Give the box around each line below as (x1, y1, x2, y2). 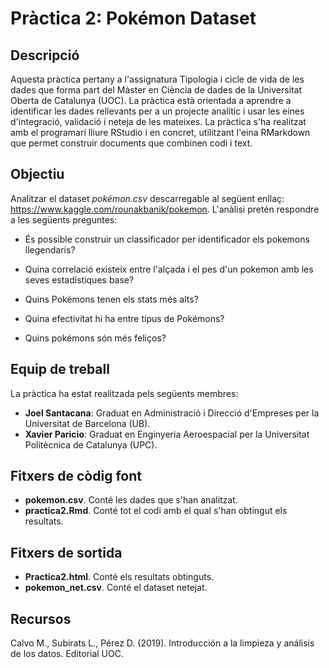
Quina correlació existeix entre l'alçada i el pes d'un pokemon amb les (24, 263, 314, 275)
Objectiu (10, 166, 65, 183)
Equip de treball (10, 361, 110, 378)
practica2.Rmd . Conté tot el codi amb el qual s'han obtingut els (24, 505, 288, 517)
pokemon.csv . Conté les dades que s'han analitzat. (24, 494, 238, 506)
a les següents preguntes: (10, 213, 118, 226)
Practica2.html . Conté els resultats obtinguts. (24, 571, 215, 583)
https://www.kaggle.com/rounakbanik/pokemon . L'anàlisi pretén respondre (10, 203, 320, 215)
